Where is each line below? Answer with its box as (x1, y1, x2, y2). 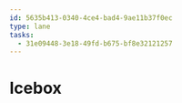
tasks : (9, 30, 35, 39)
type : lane (9, 22, 51, 31)
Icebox (9, 78, 62, 98)
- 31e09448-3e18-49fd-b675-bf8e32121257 (17, 38, 173, 48)
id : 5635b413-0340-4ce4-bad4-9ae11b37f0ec (9, 13, 173, 23)
